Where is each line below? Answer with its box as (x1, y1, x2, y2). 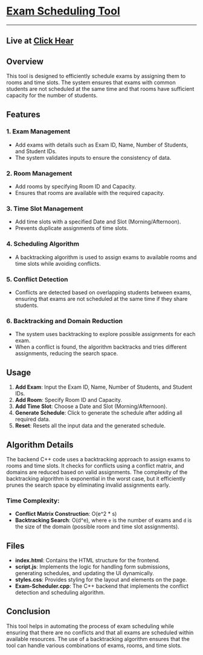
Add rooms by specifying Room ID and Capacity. (14, 183, 137, 190)
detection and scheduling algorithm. (14, 589, 105, 596)
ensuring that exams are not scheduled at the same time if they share (14, 295, 188, 303)
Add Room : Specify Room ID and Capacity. (14, 397, 123, 404)
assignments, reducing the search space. (14, 350, 118, 357)
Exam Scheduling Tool (6, 4, 120, 18)
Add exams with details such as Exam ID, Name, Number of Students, (14, 141, 188, 148)
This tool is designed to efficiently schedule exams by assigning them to (6, 73, 186, 80)
